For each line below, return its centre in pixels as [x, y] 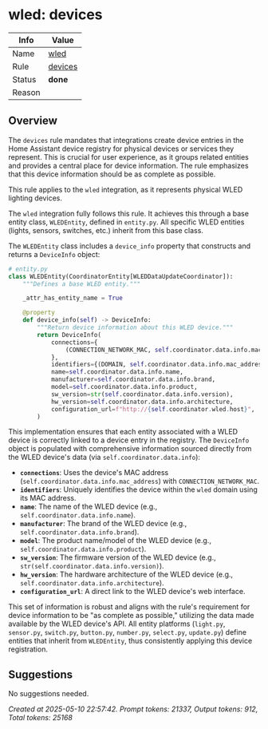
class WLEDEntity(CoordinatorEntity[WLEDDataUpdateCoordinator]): [121, 276]
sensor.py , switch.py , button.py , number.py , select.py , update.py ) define [128, 632]
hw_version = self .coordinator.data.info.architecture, [142, 402]
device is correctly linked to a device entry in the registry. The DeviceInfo [129, 440]
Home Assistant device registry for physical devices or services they [121, 149]
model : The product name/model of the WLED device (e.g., [115, 541]
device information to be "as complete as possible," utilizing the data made [131, 616]
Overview [33, 121]
